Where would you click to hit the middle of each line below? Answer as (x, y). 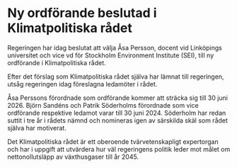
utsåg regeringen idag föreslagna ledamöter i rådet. (82, 84)
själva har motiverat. (37, 128)
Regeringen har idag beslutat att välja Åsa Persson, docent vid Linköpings (115, 47)
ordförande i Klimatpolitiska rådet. (57, 62)
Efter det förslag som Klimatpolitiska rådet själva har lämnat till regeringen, (116, 77)
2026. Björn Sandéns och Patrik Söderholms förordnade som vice (103, 105)
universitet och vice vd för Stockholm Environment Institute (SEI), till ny (111, 55)
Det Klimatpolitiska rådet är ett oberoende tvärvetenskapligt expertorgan (113, 141)
